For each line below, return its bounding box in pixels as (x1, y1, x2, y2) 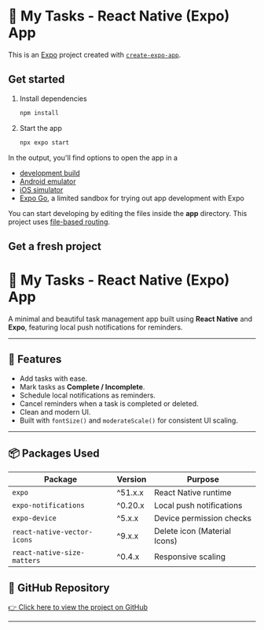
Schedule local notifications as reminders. (19, 390, 156, 400)
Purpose (186, 474, 220, 485)
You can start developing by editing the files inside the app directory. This (8, 208, 247, 218)
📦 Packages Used (8, 447, 100, 460)
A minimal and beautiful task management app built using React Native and (8, 314, 253, 323)
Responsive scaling (154, 551, 226, 562)
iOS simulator (19, 185, 64, 194)
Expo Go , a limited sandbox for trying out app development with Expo (19, 193, 245, 203)
